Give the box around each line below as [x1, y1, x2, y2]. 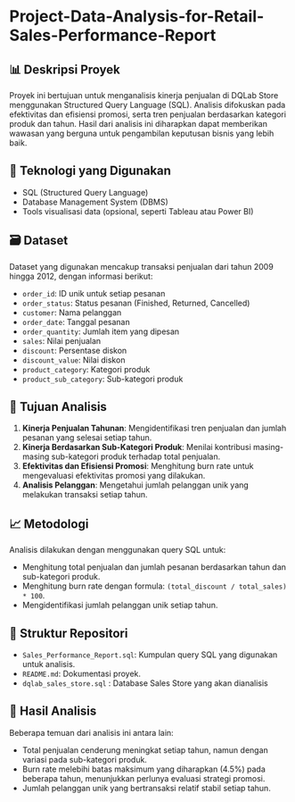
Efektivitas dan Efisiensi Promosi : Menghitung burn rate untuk [21, 461, 254, 472]
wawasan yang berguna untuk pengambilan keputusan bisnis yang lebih [9, 128, 275, 138]
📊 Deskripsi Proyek [9, 62, 120, 77]
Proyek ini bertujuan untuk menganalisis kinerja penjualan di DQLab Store [9, 90, 279, 100]
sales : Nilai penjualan [21, 335, 102, 346]
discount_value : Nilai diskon [21, 355, 126, 365]
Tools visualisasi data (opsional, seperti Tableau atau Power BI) [21, 205, 254, 216]
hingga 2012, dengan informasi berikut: [9, 271, 153, 281]
